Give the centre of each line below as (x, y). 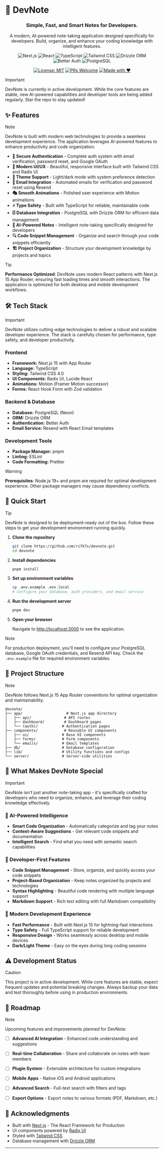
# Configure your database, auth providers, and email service (78, 592)
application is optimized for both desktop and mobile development (72, 285)
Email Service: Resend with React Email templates (63, 428)
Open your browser (32, 620)
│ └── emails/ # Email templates (52, 743)
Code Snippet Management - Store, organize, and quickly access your (84, 870)
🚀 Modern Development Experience (48, 914)
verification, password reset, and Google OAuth (60, 161)
